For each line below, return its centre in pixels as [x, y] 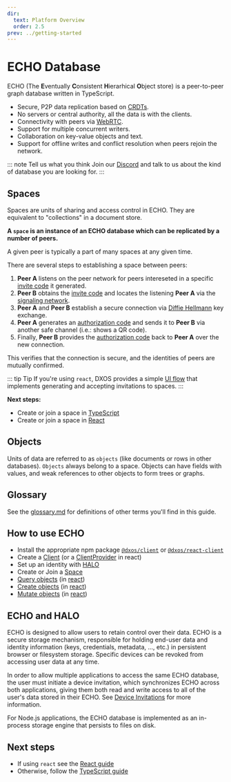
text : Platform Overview [49, 20]
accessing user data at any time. [53, 662]
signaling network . [43, 300]
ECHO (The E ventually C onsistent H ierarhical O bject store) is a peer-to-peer [115, 86]
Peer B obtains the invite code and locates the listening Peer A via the [116, 293]
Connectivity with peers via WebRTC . [70, 122]
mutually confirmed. [36, 365]
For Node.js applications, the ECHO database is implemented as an [102, 718]
